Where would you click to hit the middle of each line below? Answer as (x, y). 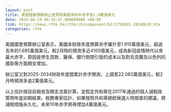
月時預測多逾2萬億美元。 (31, 81)
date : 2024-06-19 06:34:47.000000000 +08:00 (53, 19)
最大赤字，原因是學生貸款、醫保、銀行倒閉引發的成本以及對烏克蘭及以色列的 (85, 57)
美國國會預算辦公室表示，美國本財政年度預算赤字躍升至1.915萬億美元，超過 (84, 44)
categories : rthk (24, 29)
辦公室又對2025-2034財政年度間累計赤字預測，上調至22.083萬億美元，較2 (84, 74)
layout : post (19, 10)
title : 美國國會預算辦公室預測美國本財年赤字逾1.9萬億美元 (60, 15)
